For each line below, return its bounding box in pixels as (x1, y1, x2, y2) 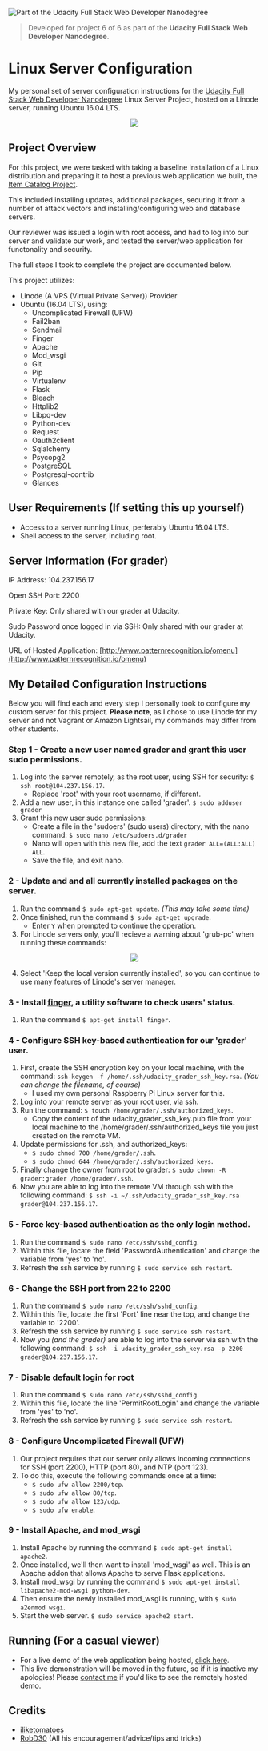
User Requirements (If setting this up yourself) (8, 501, 245, 515)
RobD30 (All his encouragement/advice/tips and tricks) (19, 1733, 202, 1743)
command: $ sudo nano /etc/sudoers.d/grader (31, 830, 188, 840)
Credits (8, 1704, 46, 1717)
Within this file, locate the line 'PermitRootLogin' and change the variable (19, 1398, 260, 1408)
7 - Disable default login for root (8, 1372, 134, 1383)
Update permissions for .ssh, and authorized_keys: (19, 1140, 188, 1149)
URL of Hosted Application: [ (8, 646, 102, 655)
